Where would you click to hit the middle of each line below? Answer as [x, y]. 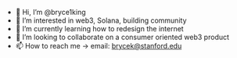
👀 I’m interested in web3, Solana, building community [101, 20]
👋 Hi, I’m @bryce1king [50, 12]
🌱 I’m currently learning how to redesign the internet [99, 29]
